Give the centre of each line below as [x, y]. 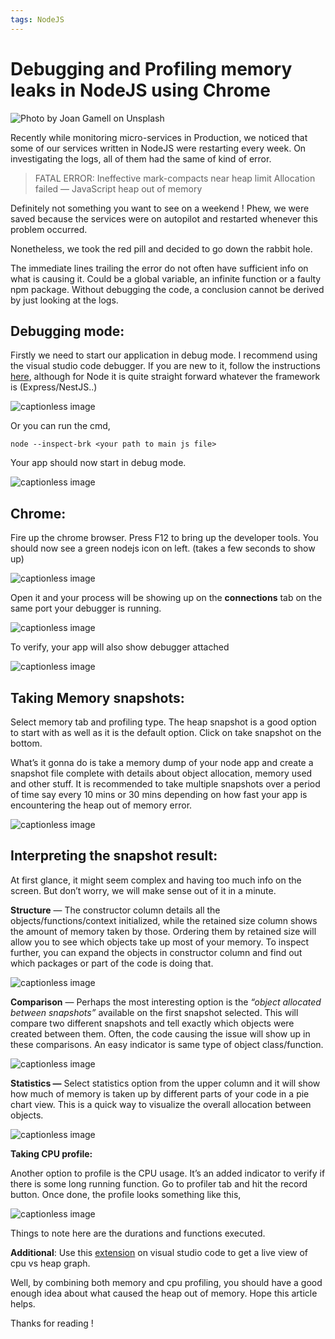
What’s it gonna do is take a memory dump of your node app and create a [162, 762]
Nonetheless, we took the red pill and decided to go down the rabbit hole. [161, 248]
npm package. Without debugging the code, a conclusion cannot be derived [167, 289]
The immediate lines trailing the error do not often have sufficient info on [159, 268]
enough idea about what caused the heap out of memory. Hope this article [164, 1293]
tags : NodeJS [37, 19]
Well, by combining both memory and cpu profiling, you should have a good [166, 1282]
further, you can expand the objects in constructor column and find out [156, 952]
